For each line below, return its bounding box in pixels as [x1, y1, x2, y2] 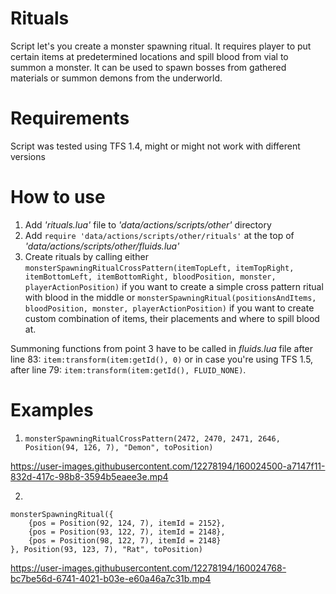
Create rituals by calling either [24, 250, 149, 262]
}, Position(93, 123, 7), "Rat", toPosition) [10, 544, 203, 554]
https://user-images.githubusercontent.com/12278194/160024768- [10, 562, 287, 574]
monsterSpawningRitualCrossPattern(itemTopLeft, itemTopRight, [24, 263, 295, 273]
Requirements [10, 107, 130, 130]
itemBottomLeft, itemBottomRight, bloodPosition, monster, [24, 272, 277, 282]
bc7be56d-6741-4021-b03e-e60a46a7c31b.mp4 [10, 572, 212, 584]
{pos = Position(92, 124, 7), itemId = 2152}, [28, 518, 226, 528]
